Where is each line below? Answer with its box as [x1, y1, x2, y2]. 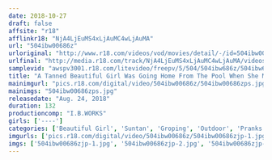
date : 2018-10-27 [8, 11, 67, 20]
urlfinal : [8, 57, 42, 65]
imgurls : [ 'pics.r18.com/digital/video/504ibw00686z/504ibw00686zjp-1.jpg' [8, 132, 270, 140]
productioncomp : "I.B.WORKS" [8, 110, 107, 118]
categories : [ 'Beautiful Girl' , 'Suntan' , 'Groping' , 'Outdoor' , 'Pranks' [8, 124, 266, 133]
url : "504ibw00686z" [8, 42, 79, 50]
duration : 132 [8, 102, 57, 110]
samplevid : [8, 65, 45, 73]
